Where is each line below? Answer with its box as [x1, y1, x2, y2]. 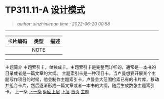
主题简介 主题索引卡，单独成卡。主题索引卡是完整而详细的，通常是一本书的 [5, 64, 156, 70]
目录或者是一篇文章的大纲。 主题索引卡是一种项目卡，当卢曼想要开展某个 [5, 70, 152, 76]
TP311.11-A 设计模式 [5, 4, 85, 16]
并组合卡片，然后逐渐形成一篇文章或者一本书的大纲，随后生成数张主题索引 [5, 82, 155, 88]
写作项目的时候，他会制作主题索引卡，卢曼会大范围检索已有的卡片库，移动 [9, 76, 159, 82]
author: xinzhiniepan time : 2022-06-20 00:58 [17, 20, 110, 27]
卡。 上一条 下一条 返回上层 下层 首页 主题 [5, 88, 89, 94]
